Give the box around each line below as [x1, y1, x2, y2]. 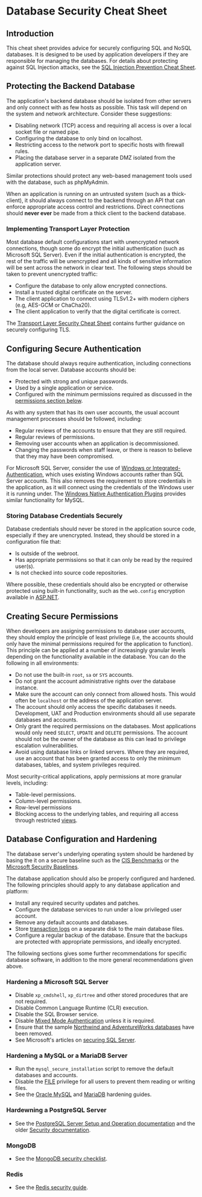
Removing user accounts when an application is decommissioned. [14, 440, 180, 447]
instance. [14, 684, 38, 691]
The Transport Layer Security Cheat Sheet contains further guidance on [6, 319, 185, 327]
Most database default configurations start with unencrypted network [6, 238, 180, 246]
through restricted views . [14, 817, 78, 824]
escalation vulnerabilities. [14, 742, 78, 749]
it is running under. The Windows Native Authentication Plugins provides [6, 490, 186, 497]
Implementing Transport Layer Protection [6, 224, 130, 233]
